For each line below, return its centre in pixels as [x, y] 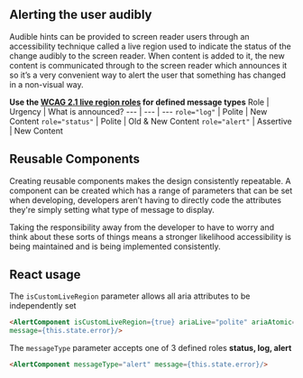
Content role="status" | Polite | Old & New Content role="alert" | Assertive [151, 121]
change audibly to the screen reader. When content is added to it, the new [147, 55]
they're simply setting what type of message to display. [112, 209]
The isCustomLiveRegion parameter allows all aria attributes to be [130, 296]
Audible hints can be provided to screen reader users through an [129, 36]
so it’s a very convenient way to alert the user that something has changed [148, 75]
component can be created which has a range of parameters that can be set [151, 190]
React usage [45, 275]
